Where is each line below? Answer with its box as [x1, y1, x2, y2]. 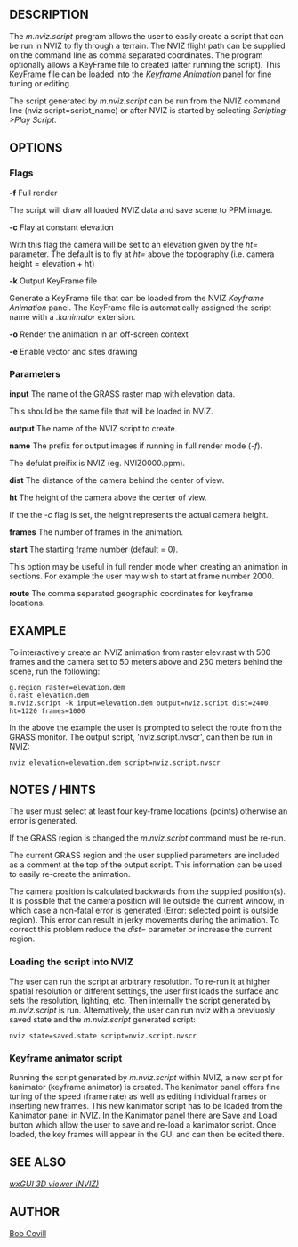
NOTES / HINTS [9, 783, 96, 797]
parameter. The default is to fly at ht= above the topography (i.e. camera [9, 249, 275, 259]
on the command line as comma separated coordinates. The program [9, 49, 263, 61]
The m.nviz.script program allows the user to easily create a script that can [9, 30, 284, 41]
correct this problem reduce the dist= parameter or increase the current [9, 924, 273, 935]
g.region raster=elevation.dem [9, 683, 125, 692]
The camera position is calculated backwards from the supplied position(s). [9, 886, 286, 897]
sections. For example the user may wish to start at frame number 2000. [9, 570, 274, 581]
